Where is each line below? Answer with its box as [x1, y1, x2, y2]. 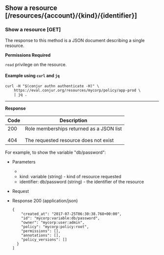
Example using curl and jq [5, 73, 60, 79]
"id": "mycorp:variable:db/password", [21, 215, 100, 221]
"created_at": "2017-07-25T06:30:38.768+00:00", [21, 211, 122, 216]
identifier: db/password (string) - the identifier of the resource [19, 179, 144, 185]
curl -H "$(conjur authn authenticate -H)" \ [5, 83, 99, 89]
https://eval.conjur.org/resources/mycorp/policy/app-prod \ [14, 88, 141, 93]
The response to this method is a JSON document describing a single [5, 37, 145, 43]
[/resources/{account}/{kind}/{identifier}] [5, 12, 138, 20]
